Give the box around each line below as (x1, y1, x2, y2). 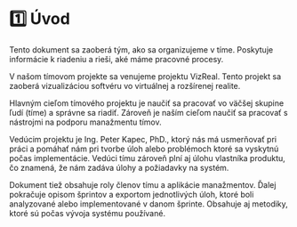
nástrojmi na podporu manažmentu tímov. (9, 117, 162, 127)
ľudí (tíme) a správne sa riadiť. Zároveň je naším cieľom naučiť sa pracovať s (9, 107, 288, 118)
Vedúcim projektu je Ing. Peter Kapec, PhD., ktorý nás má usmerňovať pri (9, 134, 277, 144)
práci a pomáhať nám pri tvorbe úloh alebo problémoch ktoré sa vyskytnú (9, 143, 279, 154)
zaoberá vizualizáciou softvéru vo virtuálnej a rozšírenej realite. (9, 80, 241, 91)
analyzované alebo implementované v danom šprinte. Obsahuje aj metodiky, (9, 199, 289, 209)
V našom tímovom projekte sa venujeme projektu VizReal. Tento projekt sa (9, 70, 282, 82)
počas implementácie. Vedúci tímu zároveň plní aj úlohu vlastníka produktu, (9, 152, 286, 163)
